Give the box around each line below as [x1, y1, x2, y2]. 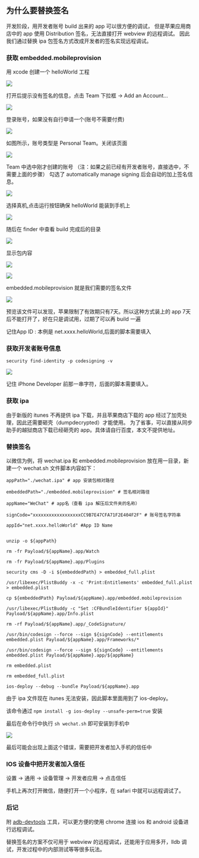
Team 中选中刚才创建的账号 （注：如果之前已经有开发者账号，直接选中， [6, 163, 184, 170]
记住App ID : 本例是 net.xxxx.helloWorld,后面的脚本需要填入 [6, 328, 151, 335]
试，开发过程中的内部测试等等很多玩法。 [6, 846, 105, 853]
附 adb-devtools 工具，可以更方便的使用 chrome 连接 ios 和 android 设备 [6, 818, 184, 825]
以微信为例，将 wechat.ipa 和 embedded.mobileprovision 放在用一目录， [6, 457, 184, 464]
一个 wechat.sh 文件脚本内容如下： [11, 465, 97, 471]
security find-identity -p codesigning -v [6, 358, 113, 364]
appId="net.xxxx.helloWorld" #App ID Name [6, 523, 113, 528]
